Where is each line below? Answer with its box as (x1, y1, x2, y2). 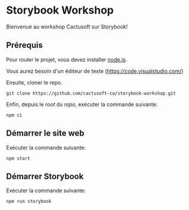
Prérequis (6, 40, 43, 50)
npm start (6, 155, 31, 161)
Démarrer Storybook (6, 171, 84, 181)
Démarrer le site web (6, 128, 85, 138)
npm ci (6, 112, 23, 118)
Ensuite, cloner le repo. (6, 79, 63, 86)
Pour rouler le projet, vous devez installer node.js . (6, 56, 127, 63)
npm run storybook (6, 199, 52, 205)
